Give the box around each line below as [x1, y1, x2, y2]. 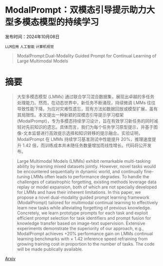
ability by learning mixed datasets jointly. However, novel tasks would [17, 163, 156, 169]
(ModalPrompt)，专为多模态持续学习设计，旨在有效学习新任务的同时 [17, 118, 154, 124]
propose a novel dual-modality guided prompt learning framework [17, 194, 150, 200]
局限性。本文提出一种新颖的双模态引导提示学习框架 [21, 112, 124, 117]
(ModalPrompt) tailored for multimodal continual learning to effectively [17, 199, 158, 205]
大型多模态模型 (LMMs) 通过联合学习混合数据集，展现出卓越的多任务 [17, 94, 155, 99]
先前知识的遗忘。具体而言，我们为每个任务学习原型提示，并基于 [25, 124, 154, 130]
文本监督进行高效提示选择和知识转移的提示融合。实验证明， [23, 130, 143, 136]
